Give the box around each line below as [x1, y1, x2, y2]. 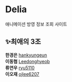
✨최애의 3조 [5, 37, 41, 46]
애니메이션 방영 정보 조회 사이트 [5, 21, 67, 27]
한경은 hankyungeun [5, 52, 47, 58]
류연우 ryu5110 [5, 65, 35, 71]
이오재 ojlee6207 [5, 71, 39, 77]
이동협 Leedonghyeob [5, 58, 50, 64]
